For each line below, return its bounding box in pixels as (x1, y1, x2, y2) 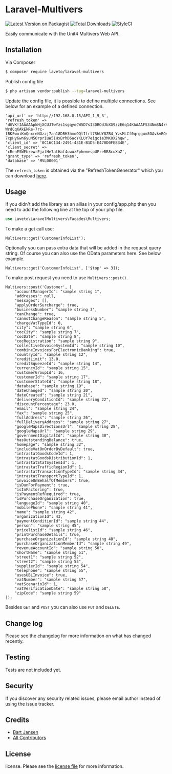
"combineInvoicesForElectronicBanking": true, (14, 348, 116, 353)
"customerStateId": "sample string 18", (14, 379, 102, 384)
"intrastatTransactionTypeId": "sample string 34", (14, 469, 127, 474)
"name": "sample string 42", (14, 510, 77, 515)
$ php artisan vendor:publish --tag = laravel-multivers (5, 88, 125, 94)
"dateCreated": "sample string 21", (14, 392, 93, 398)
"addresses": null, (14, 294, 56, 299)
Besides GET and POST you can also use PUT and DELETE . (5, 604, 121, 610)
